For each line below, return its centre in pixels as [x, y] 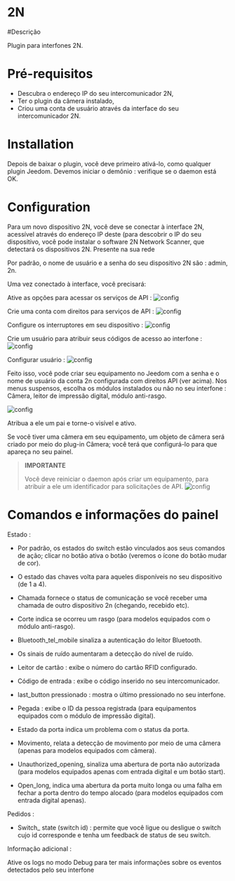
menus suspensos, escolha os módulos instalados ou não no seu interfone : [117, 388]
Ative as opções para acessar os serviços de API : [80, 297]
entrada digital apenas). [52, 800]
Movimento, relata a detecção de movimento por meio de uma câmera [119, 743]
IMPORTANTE [45, 465]
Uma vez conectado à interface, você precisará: [77, 284]
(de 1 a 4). [32, 584]
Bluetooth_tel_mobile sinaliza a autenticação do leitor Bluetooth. [109, 640]
